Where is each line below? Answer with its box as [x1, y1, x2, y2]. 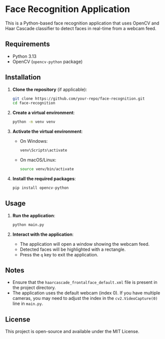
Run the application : [12, 212, 55, 218]
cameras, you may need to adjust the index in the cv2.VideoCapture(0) [12, 295, 158, 301]
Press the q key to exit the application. [19, 251, 98, 257]
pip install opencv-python [12, 185, 69, 190]
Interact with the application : [12, 231, 74, 237]
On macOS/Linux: [19, 157, 56, 163]
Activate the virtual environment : [12, 129, 83, 135]
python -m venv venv [12, 119, 55, 125]
